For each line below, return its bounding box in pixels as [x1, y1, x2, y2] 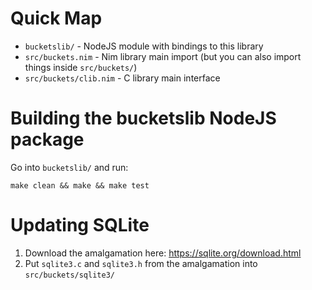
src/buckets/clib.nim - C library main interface [24, 72, 221, 84]
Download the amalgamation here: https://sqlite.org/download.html [24, 247, 302, 259]
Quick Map [10, 7, 103, 30]
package [10, 128, 85, 151]
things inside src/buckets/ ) [24, 61, 138, 73]
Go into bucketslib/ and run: [10, 161, 129, 173]
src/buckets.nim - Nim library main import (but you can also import [24, 50, 302, 62]
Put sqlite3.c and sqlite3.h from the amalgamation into [24, 257, 258, 269]
